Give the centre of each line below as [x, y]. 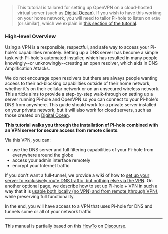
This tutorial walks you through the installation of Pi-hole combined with [82, 125]
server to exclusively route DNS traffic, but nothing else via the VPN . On [79, 181]
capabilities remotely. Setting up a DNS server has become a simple [89, 53]
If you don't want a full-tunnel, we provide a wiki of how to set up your [77, 175]
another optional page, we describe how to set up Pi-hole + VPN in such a [81, 186]
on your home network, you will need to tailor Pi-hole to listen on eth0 [89, 18]
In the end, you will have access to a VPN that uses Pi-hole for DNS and [79, 206]
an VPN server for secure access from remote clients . [62, 130]
